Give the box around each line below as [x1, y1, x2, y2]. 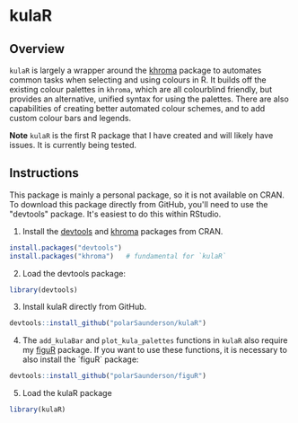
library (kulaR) [9, 405, 66, 414]
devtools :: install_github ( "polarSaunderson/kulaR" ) [9, 319, 206, 328]
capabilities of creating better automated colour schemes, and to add [9, 103, 266, 113]
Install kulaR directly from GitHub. [22, 302, 147, 313]
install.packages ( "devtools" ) [9, 243, 123, 252]
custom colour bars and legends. [9, 113, 132, 123]
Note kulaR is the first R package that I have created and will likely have [9, 130, 274, 140]
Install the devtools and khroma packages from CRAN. [22, 225, 223, 236]
